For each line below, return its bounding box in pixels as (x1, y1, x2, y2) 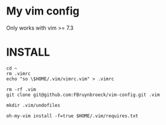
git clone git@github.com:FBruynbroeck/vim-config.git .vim (6, 92, 161, 98)
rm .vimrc (6, 71, 31, 77)
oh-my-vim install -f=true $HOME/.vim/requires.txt (6, 113, 138, 119)
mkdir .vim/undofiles (6, 102, 61, 108)
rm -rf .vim (6, 86, 36, 92)
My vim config (6, 4, 80, 18)
